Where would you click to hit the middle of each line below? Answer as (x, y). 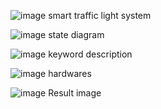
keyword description (90, 54)
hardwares (70, 73)
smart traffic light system (100, 15)
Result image (75, 93)
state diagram (76, 34)
